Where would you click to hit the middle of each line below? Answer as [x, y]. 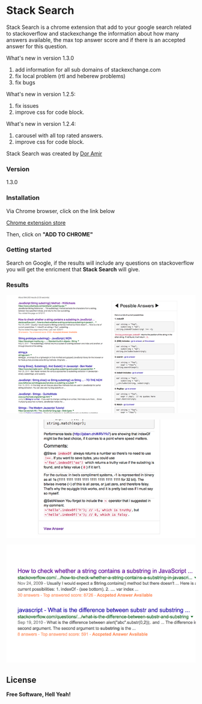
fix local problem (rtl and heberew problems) [70, 76]
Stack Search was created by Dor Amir [54, 153]
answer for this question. [37, 46]
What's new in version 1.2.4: [41, 123]
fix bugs [25, 82]
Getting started [29, 250]
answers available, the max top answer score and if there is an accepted [96, 40]
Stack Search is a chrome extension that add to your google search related [99, 27]
